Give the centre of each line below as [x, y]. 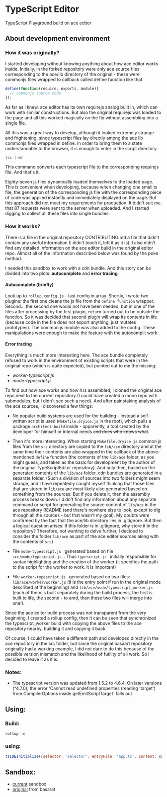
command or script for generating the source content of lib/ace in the [84, 504]
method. [14, 258]
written [20, 421]
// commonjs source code [35, 93]
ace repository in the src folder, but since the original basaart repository [79, 643]
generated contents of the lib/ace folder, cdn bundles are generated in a [87, 473]
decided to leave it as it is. [32, 659]
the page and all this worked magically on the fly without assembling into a [82, 118]
